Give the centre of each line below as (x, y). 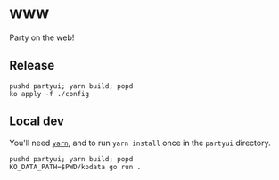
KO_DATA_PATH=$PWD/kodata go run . (75, 167)
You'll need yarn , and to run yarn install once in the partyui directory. (140, 143)
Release (32, 65)
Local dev (37, 122)
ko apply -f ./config (49, 94)
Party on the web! (42, 37)
